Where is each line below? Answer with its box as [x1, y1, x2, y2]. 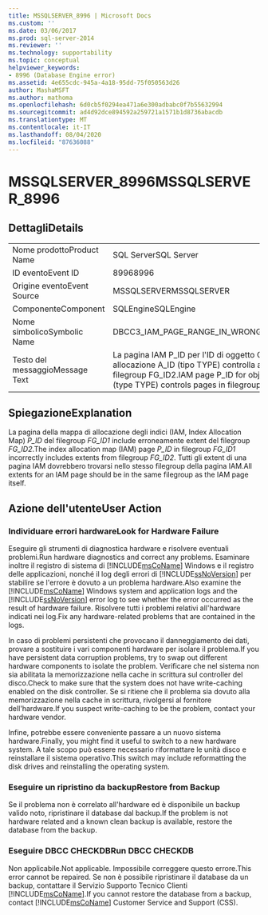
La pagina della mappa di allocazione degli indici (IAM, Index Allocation [8, 427, 242, 437]
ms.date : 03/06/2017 [8, 26, 77, 34]
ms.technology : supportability [8, 49, 112, 57]
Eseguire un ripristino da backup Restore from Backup [8, 781, 221, 793]
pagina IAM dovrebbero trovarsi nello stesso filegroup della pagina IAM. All [8, 461, 253, 471]
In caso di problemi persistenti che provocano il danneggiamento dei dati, [8, 636, 250, 645]
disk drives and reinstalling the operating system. [8, 761, 170, 771]
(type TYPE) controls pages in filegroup [112, 379, 262, 390]
